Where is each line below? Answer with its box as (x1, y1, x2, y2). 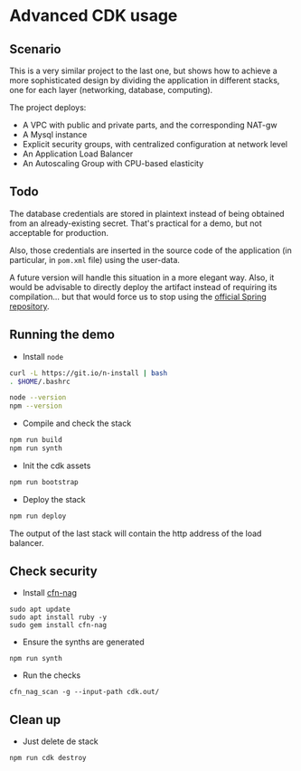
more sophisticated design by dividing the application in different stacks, (9, 75, 280, 86)
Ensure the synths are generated (22, 636, 145, 647)
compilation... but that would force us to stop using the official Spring (9, 291, 267, 302)
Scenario (9, 42, 61, 57)
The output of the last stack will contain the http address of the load (9, 528, 262, 539)
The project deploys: (9, 102, 87, 113)
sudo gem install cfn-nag (9, 621, 107, 630)
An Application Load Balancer (22, 148, 134, 159)
